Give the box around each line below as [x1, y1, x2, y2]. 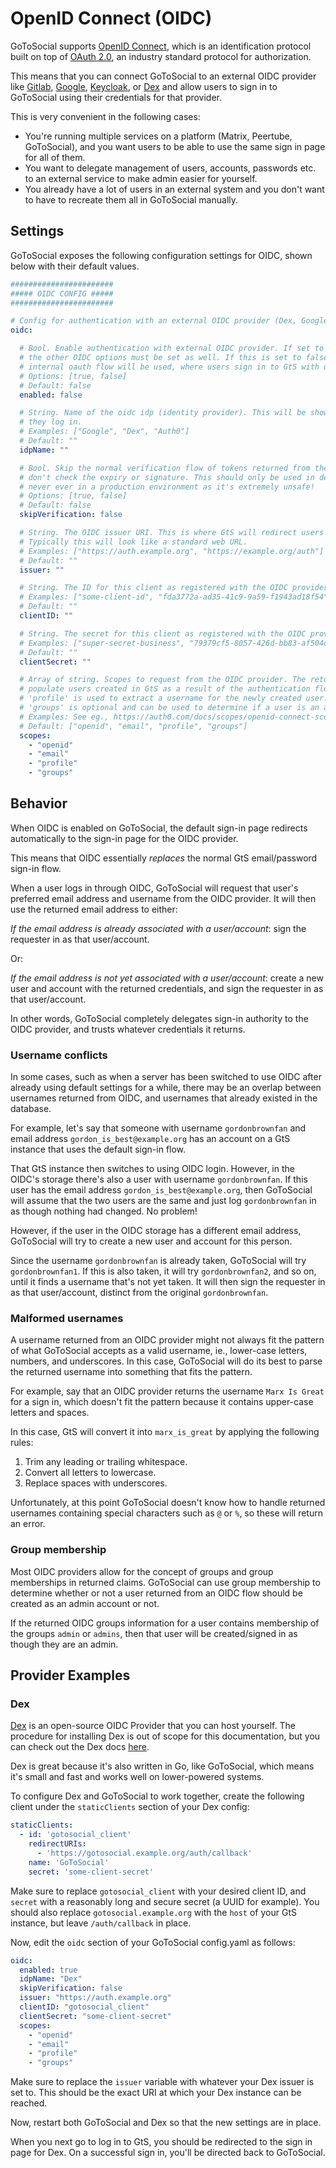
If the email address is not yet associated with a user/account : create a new [10, 972, 324, 984]
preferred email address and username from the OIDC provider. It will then [10, 892, 317, 904]
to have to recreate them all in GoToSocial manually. [24, 193, 239, 206]
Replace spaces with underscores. [24, 1477, 168, 1489]
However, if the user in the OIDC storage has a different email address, [10, 1225, 302, 1237]
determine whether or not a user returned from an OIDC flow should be [10, 1587, 303, 1599]
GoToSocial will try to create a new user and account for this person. [10, 1235, 293, 1247]
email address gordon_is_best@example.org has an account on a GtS [10, 1133, 291, 1145]
